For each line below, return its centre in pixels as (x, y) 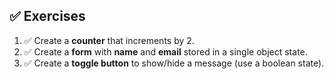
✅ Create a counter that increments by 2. (109, 40)
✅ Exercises (47, 16)
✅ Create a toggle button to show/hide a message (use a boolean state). (174, 63)
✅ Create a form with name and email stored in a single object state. (165, 51)
